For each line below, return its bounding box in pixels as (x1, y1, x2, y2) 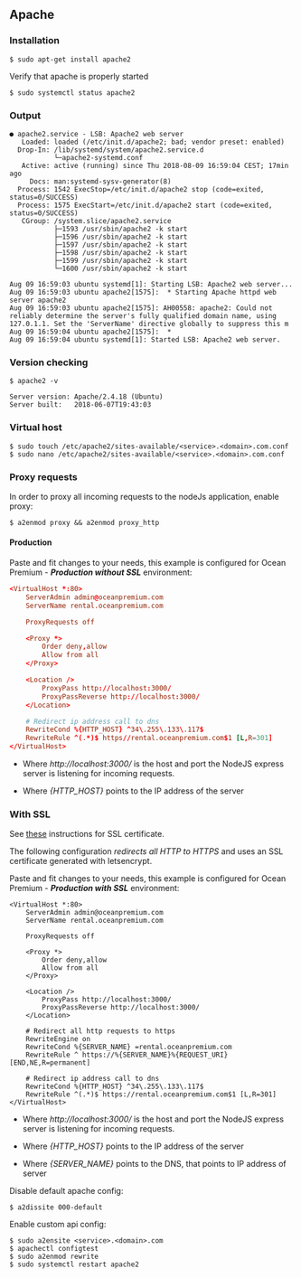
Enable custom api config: (9, 1219, 107, 1230)
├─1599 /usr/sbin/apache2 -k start (53, 256, 188, 265)
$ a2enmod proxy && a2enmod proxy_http (9, 518, 160, 527)
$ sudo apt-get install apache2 (9, 54, 131, 64)
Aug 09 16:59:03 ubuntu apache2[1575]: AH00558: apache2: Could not (9, 303, 273, 313)
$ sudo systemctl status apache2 (9, 88, 136, 98)
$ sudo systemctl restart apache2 (9, 1260, 140, 1269)
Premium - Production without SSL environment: (9, 567, 193, 578)
